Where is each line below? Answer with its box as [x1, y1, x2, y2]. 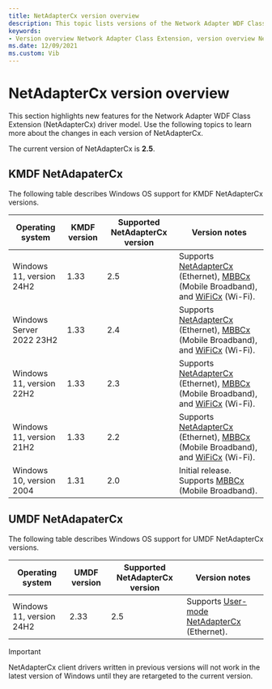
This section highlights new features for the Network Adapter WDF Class [8, 111, 251, 120]
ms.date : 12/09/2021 [8, 42, 79, 50]
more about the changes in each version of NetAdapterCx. [8, 128, 204, 137]
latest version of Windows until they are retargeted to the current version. [8, 670, 253, 680]
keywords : [8, 27, 42, 35]
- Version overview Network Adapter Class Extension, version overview [8, 34, 255, 43]
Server [12, 324, 38, 336]
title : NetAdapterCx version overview [8, 11, 139, 20]
